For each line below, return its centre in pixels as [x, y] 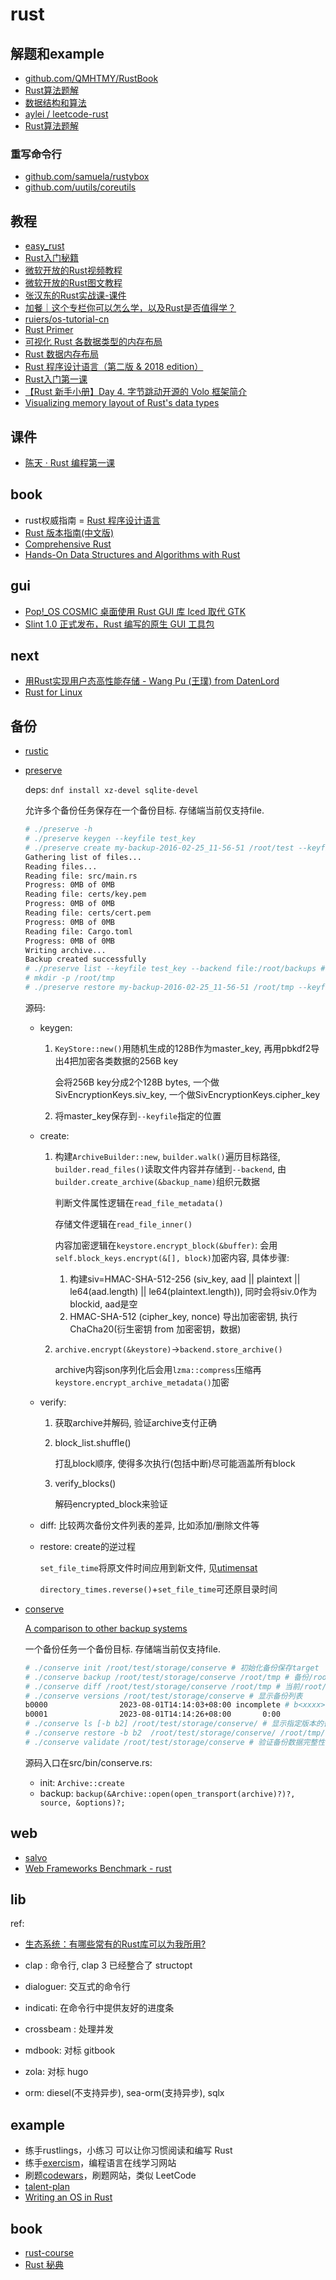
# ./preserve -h [58, 829]
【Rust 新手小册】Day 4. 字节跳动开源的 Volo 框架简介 [136, 392]
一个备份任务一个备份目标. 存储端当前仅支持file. [122, 1649]
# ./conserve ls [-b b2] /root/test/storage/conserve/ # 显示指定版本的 [174, 1724]
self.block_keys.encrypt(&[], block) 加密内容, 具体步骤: [172, 1257]
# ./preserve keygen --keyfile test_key [110, 839]
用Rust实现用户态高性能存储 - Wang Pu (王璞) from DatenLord [152, 681]
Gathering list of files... [83, 857]
